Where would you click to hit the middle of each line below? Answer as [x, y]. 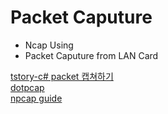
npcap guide [36, 98]
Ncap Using [49, 45]
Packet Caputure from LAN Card [91, 55]
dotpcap [27, 87]
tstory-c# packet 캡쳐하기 [62, 76]
